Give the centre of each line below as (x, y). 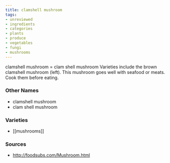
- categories (19, 29)
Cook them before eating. (32, 77)
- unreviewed (19, 19)
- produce (16, 38)
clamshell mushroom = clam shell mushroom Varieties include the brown (81, 67)
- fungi (13, 48)
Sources (16, 144)
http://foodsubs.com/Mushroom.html (51, 155)
